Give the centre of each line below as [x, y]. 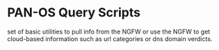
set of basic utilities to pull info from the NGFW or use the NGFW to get [109, 32]
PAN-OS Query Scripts [74, 13]
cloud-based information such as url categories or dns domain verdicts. [110, 38]
